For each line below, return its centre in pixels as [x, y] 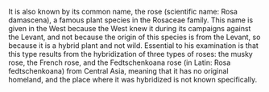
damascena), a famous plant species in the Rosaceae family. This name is [131, 20]
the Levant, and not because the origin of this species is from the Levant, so [134, 37]
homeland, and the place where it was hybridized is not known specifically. [133, 80]
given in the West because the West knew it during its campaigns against [130, 28]
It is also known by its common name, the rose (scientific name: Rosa [123, 12]
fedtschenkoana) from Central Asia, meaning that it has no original [118, 71]
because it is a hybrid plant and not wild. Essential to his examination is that [134, 46]
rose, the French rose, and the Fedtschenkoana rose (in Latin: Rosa [120, 62]
